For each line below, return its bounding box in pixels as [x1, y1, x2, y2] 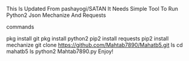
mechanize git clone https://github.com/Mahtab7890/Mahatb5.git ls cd [6, 42, 183, 48]
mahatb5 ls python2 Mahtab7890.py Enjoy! [6, 48, 114, 55]
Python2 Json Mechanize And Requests [6, 11, 106, 19]
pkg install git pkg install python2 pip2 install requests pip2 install [6, 35, 169, 42]
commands [6, 24, 35, 30]
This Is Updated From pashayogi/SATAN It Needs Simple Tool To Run [6, 5, 179, 12]
